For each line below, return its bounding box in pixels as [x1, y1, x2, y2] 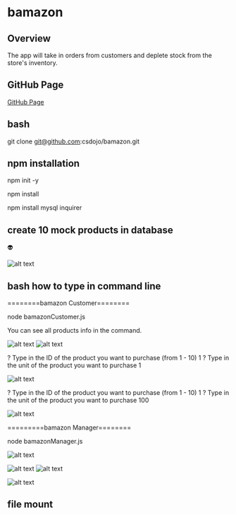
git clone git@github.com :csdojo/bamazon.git [7, 137, 139, 146]
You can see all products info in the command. [7, 326, 142, 335]
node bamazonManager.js [7, 437, 83, 446]
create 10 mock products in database [7, 224, 174, 236]
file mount [7, 499, 54, 511]
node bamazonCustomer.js [7, 312, 86, 321]
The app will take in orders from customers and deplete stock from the [7, 51, 213, 59]
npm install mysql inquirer [7, 203, 82, 212]
